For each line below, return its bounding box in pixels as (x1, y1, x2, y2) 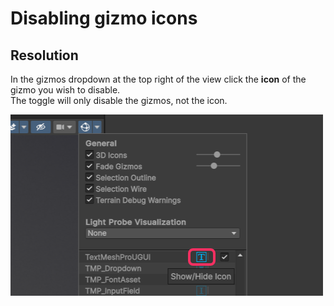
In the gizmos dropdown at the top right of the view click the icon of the (10, 73, 307, 85)
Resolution (10, 47, 79, 64)
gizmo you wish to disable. (10, 84, 121, 96)
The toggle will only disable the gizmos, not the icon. (10, 95, 228, 106)
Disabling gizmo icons (10, 7, 198, 30)
